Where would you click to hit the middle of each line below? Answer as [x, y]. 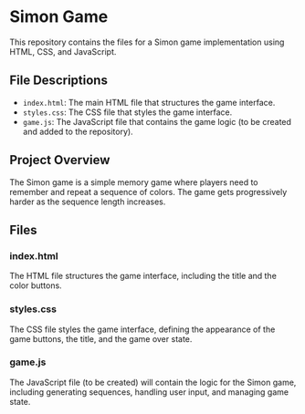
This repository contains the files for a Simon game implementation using [147, 42]
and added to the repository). [78, 131]
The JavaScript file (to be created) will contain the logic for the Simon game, [153, 382]
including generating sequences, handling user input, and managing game [149, 392]
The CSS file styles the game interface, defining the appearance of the [142, 329]
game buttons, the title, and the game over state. [101, 338]
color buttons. [36, 285]
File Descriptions [58, 81]
